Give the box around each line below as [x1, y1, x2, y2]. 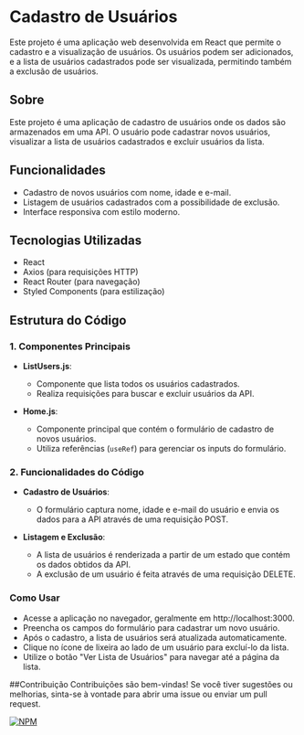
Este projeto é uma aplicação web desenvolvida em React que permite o [9, 37, 281, 48]
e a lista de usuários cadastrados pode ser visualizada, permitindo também [9, 56, 292, 67]
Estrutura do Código [9, 313, 127, 328]
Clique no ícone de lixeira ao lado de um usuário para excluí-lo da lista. [22, 642, 289, 653]
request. [9, 698, 41, 709]
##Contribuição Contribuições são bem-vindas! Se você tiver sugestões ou [9, 678, 294, 689]
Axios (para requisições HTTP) [22, 267, 139, 278]
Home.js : [22, 406, 58, 417]
